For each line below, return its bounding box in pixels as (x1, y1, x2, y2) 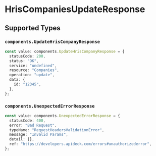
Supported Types (5, 24, 61, 32)
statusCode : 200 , (9, 54, 46, 59)
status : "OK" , (9, 58, 39, 64)
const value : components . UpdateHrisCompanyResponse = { (5, 49, 125, 54)
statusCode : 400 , (9, 118, 46, 123)
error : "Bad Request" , (9, 123, 57, 128)
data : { (9, 77, 26, 82)
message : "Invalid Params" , (9, 132, 69, 137)
